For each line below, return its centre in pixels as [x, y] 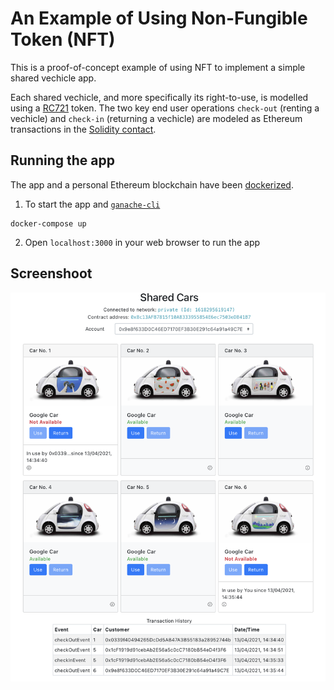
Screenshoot [51, 273]
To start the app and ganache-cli [92, 204]
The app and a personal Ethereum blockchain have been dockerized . [152, 184]
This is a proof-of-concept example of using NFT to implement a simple [158, 67]
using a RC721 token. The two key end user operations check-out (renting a [165, 108]
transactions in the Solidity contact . [83, 129]
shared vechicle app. [53, 78]
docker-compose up [48, 223]
